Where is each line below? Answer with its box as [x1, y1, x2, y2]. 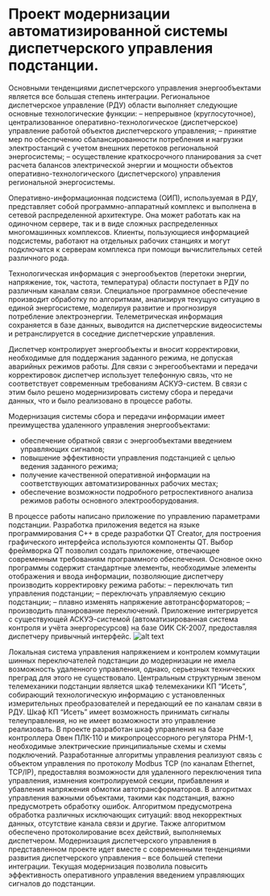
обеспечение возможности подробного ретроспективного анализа [19, 487, 254, 496]
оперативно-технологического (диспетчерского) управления [8, 169, 221, 178]
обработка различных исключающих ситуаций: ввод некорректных [8, 810, 243, 819]
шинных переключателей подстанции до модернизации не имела [8, 655, 236, 665]
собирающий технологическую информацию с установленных [8, 689, 226, 699]
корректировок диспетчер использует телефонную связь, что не [8, 370, 233, 379]
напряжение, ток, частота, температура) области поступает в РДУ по [8, 277, 250, 287]
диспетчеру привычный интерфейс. [8, 631, 131, 641]
